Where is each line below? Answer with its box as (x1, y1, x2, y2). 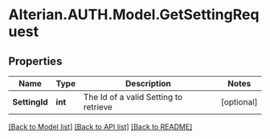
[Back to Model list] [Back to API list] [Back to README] (8, 122, 193, 131)
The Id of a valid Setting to (83, 92, 183, 102)
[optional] (220, 97, 258, 107)
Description (125, 78, 171, 89)
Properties (8, 54, 63, 68)
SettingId (12, 97, 48, 107)
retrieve (83, 101, 112, 113)
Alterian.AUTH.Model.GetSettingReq (8, 6, 260, 24)
